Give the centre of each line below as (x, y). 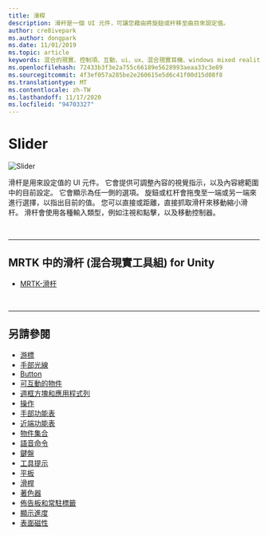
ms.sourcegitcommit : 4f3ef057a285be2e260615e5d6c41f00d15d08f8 (116, 75)
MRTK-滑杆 (38, 283)
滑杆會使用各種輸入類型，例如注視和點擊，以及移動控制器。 (122, 213)
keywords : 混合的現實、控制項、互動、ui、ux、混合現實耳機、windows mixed (122, 61)
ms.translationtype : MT (48, 82)
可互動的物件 (41, 383)
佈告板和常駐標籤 (48, 502)
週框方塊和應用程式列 (55, 393)
